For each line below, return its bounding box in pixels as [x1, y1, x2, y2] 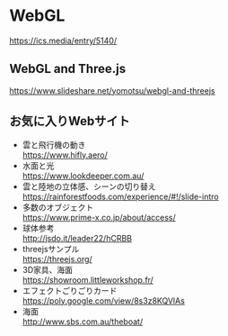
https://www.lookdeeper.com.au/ [22, 170, 145, 181]
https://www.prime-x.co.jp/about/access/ [22, 212, 177, 222]
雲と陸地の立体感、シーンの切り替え [22, 181, 157, 192]
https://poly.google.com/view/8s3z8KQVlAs [22, 295, 186, 306]
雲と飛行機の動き [22, 139, 86, 150]
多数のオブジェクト [22, 202, 94, 213]
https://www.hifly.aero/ [22, 150, 108, 160]
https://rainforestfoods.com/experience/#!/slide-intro [22, 191, 219, 202]
